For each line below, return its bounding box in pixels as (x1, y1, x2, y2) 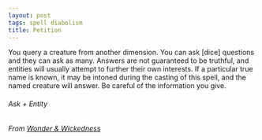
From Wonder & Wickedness (8, 123, 101, 133)
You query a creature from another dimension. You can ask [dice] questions (8, 48, 255, 57)
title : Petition (8, 26, 62, 34)
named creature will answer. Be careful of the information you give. (8, 81, 226, 90)
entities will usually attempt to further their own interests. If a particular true (8, 64, 254, 74)
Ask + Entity (8, 99, 48, 109)
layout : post (8, 11, 51, 20)
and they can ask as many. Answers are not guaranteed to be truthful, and (8, 56, 249, 65)
